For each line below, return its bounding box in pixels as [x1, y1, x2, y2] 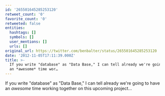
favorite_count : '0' [5, 16, 48, 21]
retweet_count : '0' [5, 12, 45, 17]
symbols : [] [9, 35, 34, 40]
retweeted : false [5, 21, 41, 26]
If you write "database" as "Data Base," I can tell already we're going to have [5, 80, 160, 86]
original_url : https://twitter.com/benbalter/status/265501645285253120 [5, 48, 157, 53]
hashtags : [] [9, 30, 36, 35]
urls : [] [9, 44, 27, 49]
